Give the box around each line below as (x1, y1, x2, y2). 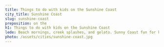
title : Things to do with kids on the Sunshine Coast (5, 7, 117, 12)
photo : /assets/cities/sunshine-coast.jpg (5, 35, 93, 40)
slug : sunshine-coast (5, 16, 49, 21)
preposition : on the (5, 21, 47, 26)
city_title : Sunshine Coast (5, 12, 62, 17)
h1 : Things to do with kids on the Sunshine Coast (5, 25, 110, 30)
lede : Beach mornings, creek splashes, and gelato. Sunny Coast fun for (5, 30, 156, 35)
